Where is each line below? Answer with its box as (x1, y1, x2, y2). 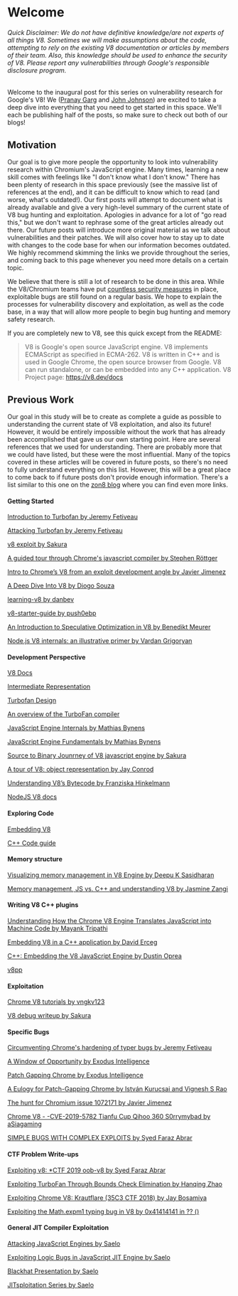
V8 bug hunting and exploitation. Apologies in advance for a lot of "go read (7, 211, 227, 219)
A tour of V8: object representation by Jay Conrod (7, 765, 154, 774)
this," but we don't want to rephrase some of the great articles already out (7, 218, 224, 227)
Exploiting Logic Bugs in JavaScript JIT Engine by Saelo (7, 1253, 171, 1261)
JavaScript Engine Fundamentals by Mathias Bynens (7, 738, 161, 746)
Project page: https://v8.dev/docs (24, 373, 124, 381)
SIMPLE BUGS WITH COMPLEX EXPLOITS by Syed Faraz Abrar (7, 1134, 193, 1142)
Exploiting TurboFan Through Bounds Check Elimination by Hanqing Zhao (7, 1179, 222, 1188)
